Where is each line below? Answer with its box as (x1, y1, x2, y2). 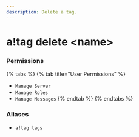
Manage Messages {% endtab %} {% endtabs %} (15, 95, 134, 102)
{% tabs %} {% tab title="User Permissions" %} (6, 70, 126, 78)
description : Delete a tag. (6, 8, 78, 15)
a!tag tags (15, 125, 43, 131)
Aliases (6, 110, 29, 119)
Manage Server (15, 83, 51, 90)
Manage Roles (15, 90, 49, 96)
